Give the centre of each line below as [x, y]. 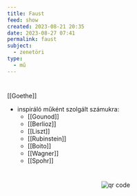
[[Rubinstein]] [47, 139]
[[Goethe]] [22, 96]
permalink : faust [32, 39]
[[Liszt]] [39, 131]
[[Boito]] [39, 145]
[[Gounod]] [43, 116]
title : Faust [26, 14]
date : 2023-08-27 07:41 [41, 33]
